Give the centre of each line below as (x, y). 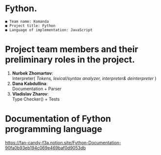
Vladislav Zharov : (30, 94)
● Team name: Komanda (27, 21)
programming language (54, 129)
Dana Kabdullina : (30, 83)
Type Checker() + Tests (36, 99)
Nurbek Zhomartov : (32, 73)
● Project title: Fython (30, 26)
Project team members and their (72, 49)
